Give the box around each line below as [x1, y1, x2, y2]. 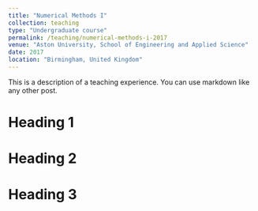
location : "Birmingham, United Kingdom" [8, 56, 144, 64]
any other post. [8, 85, 58, 95]
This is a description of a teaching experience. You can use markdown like [8, 77, 250, 87]
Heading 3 [8, 186, 77, 204]
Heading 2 [8, 149, 77, 168]
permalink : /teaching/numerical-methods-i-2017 [8, 33, 168, 42]
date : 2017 [8, 48, 44, 56]
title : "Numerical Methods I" [8, 11, 108, 20]
